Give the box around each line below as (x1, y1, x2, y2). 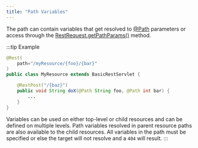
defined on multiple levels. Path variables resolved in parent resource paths (6, 122, 193, 129)
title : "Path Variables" (6, 8, 68, 15)
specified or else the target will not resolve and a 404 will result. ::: (6, 134, 169, 141)
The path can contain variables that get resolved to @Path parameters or (6, 25, 186, 32)
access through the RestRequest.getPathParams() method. (6, 31, 151, 39)
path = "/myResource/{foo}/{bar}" (17, 61, 98, 67)
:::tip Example (6, 43, 40, 50)
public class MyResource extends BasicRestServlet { (6, 71, 141, 78)
